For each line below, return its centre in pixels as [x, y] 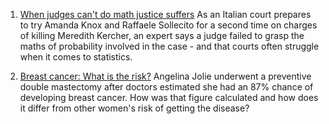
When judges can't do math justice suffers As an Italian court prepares [165, 14]
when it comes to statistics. [76, 57]
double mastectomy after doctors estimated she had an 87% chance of [166, 87]
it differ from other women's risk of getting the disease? [134, 108]
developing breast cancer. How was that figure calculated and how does [169, 97]
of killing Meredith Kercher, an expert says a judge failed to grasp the [162, 35]
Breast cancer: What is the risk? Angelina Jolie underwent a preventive [165, 76]
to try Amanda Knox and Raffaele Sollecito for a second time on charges [168, 25]
